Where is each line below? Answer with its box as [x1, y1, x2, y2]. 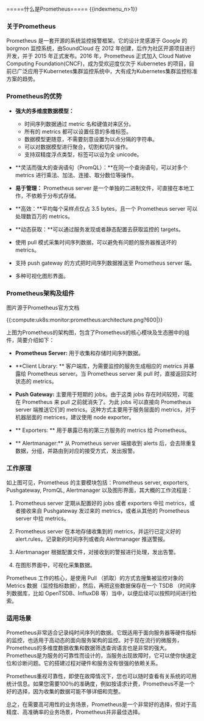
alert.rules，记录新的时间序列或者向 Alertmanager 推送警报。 [15, 535, 169, 543]
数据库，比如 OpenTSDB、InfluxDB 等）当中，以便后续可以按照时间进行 [11, 590, 192, 597]
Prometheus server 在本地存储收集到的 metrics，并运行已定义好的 [15, 528, 181, 535]
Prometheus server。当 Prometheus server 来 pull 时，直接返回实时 [27, 370, 197, 377]
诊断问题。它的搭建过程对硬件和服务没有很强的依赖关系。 [16, 659, 161, 667]
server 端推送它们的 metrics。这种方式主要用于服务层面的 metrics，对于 [15, 406, 197, 413]
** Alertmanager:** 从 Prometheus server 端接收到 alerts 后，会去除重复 [15, 439, 197, 447]
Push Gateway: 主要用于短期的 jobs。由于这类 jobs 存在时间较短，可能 [15, 390, 194, 398]
